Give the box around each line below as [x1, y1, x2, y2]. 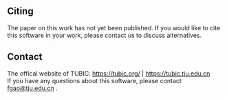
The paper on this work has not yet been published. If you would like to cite [7, 23, 221, 32]
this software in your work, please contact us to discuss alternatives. [7, 31, 202, 39]
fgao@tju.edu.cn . [7, 84, 58, 92]
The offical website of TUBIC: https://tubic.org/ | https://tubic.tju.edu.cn [7, 69, 210, 78]
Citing [7, 5, 34, 17]
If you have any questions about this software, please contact [7, 76, 182, 85]
